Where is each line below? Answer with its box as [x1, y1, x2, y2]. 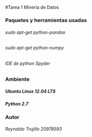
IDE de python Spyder [5, 60, 50, 66]
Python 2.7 [5, 101, 28, 107]
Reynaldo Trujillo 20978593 [5, 126, 62, 132]
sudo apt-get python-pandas [5, 29, 66, 35]
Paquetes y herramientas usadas [5, 17, 87, 24]
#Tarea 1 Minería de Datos [5, 5, 59, 10]
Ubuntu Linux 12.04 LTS [5, 88, 56, 94]
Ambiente [5, 76, 30, 83]
